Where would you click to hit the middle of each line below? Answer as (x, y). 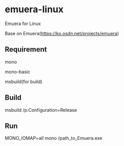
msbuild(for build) (24, 81)
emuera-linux (34, 9)
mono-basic (18, 71)
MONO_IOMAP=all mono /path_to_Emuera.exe (54, 138)
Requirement (26, 50)
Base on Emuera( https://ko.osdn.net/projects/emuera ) (62, 33)
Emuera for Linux (23, 23)
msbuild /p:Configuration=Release (41, 110)
